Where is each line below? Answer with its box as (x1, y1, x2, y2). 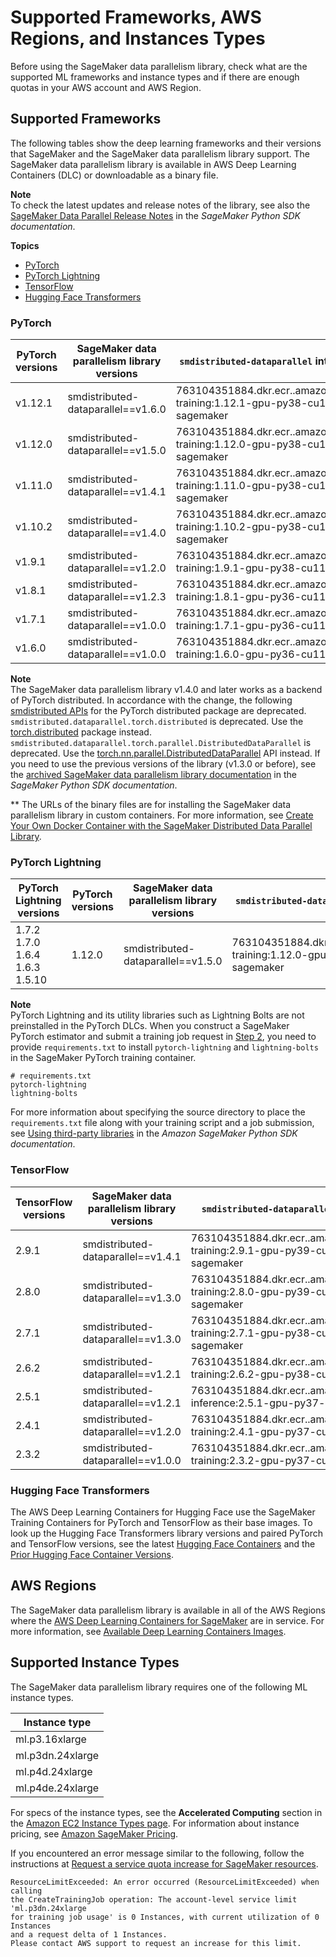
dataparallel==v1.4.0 (67, 526, 167, 540)
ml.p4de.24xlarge (15, 1781, 100, 1795)
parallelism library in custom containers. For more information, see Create (10, 809, 314, 821)
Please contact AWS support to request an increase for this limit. (10, 1938, 302, 1948)
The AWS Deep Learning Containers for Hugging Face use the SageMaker (10, 1506, 316, 1518)
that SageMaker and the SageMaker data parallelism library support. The (10, 147, 310, 160)
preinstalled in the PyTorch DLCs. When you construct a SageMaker (10, 1020, 290, 1032)
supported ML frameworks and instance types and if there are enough (10, 71, 300, 83)
